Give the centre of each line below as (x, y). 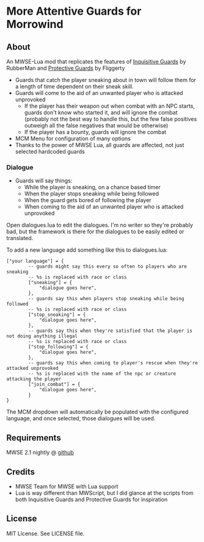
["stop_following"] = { (58, 347)
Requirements (34, 438)
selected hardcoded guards (50, 152)
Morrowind (35, 24)
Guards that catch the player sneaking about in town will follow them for (106, 80)
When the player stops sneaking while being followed (91, 194)
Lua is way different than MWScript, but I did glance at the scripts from (104, 493)
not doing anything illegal (42, 336)
